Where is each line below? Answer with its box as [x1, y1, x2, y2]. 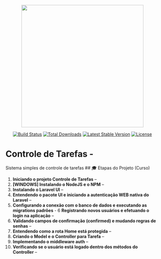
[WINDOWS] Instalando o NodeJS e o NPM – [12, 181, 104, 187]
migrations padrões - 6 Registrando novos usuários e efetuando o [12, 207, 149, 213]
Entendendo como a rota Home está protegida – [12, 228, 112, 234]
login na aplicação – [12, 212, 54, 218]
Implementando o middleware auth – [12, 238, 88, 244]
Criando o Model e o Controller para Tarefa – [12, 233, 104, 239]
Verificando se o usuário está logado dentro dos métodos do [12, 244, 138, 250]
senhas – [12, 223, 32, 229]
